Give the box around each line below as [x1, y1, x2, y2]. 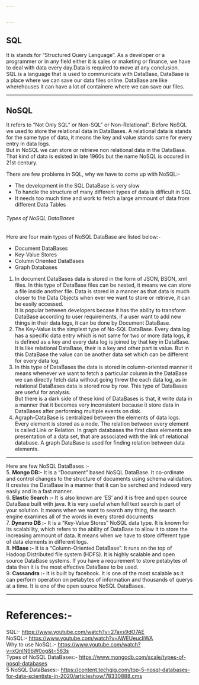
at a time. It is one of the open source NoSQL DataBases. [6, 582, 145, 589]
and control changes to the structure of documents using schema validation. [6, 475, 192, 482]
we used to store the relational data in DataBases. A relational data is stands [6, 128, 191, 135]
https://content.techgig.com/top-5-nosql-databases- [60, 666, 191, 673]
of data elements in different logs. [6, 538, 89, 545]
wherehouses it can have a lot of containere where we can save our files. [6, 83, 185, 90]
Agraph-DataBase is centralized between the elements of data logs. [14, 414, 181, 421]
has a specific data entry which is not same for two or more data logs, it [14, 332, 190, 339]
